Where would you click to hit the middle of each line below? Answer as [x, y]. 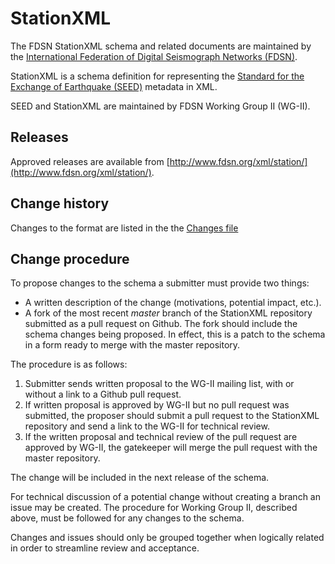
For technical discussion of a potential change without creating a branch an [165, 497]
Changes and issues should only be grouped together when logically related [167, 538]
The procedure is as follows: [69, 364]
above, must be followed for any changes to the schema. [127, 518]
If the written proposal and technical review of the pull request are [161, 437]
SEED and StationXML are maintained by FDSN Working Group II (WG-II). [160, 106]
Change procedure [70, 258]
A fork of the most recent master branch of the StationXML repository [168, 313]
